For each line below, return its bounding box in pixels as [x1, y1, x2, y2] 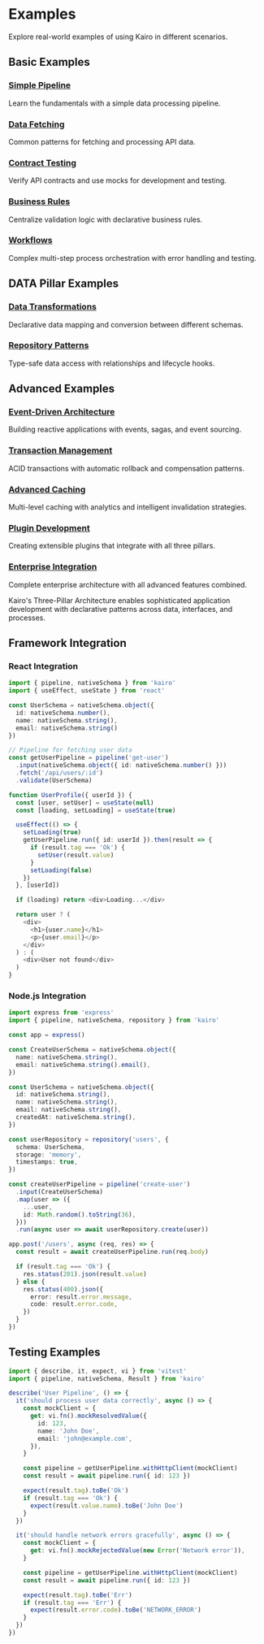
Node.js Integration [8, 991, 87, 1002]
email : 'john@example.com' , [37, 1434, 132, 1442]
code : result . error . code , [29, 1300, 118, 1308]
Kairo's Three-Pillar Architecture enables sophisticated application [8, 595, 231, 605]
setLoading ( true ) [23, 828, 82, 837]
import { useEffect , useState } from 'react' [8, 687, 165, 695]
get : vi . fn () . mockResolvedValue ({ [29, 1412, 148, 1421]
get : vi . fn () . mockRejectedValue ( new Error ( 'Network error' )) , [29, 1546, 245, 1555]
